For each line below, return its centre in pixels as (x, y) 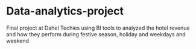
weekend (17, 41)
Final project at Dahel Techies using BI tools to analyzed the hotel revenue (98, 28)
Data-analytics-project (65, 11)
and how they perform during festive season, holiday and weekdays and (96, 34)
